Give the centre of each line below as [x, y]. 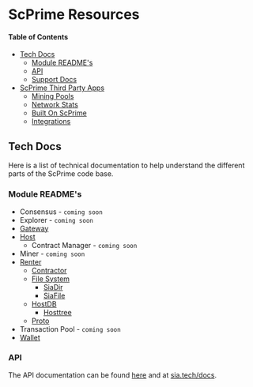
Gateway [34, 228]
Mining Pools [53, 96]
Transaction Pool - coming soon [70, 329]
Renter [30, 261]
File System [50, 279]
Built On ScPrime [59, 113]
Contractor [49, 270]
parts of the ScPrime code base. [61, 174]
